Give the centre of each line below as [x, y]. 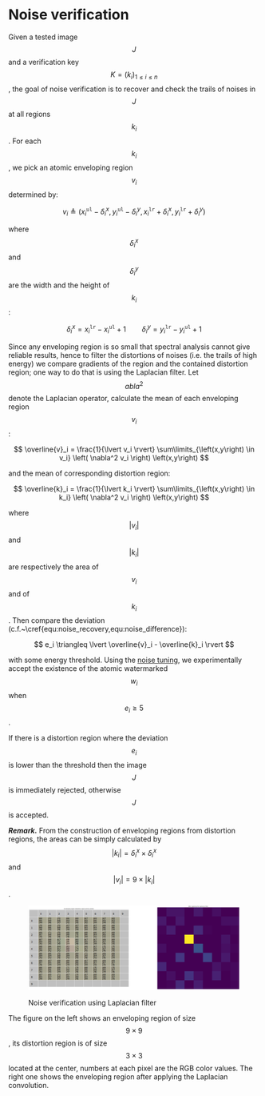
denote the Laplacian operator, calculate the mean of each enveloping [123, 399]
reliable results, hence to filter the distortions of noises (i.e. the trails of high [133, 355]
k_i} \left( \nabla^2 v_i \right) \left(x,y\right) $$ [134, 497]
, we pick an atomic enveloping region [71, 168]
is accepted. [29, 815]
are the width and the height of [59, 285]
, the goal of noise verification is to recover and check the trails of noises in [132, 89]
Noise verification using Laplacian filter [93, 1002]
